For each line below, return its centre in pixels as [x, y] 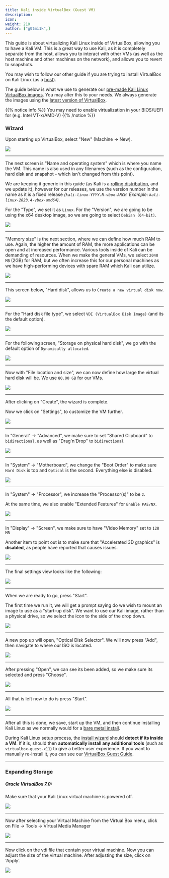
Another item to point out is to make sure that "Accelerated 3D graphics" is [82, 542]
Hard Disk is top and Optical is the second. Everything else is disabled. [79, 471]
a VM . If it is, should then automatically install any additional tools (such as [84, 743]
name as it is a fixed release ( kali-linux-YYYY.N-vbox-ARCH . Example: [77, 194]
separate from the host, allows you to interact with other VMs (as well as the [84, 54]
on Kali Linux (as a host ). [31, 80]
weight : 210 [18, 24]
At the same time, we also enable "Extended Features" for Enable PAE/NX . [81, 504]
